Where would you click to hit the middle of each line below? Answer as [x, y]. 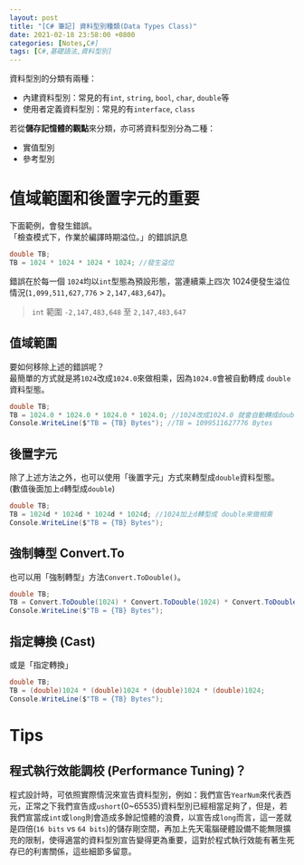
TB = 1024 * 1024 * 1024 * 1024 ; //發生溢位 [92, 262]
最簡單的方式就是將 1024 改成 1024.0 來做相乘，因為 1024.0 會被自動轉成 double [150, 378]
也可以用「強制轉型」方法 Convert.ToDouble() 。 [97, 577]
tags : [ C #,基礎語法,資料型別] [61, 52]
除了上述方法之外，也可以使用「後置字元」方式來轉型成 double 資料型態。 [144, 478]
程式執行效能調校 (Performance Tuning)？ [128, 771]
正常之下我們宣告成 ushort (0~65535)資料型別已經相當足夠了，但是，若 [156, 806]
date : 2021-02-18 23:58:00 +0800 [72, 34]
